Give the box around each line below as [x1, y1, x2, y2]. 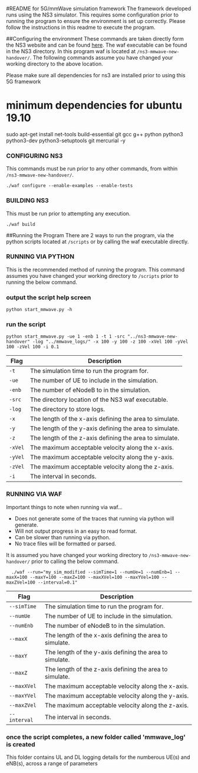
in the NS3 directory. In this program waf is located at [6, 48, 136, 55]
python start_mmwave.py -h [6, 307, 72, 313]
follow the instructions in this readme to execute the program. [6, 24, 156, 31]
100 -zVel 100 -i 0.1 [6, 344, 60, 350]
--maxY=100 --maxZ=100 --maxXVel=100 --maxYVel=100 [29, 574, 160, 580]
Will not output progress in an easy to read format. [14, 528, 137, 535]
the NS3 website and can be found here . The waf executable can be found [6, 41, 187, 48]
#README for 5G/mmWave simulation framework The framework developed [6, 5, 192, 12]
